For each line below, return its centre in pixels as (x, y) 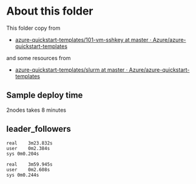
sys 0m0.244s (23, 175)
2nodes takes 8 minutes (36, 110)
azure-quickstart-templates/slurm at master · (71, 70)
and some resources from (39, 58)
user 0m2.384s (28, 148)
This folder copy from (33, 28)
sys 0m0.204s (23, 154)
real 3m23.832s (29, 143)
